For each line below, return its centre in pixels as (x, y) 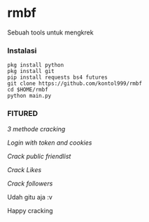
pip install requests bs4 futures (58, 78)
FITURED (23, 114)
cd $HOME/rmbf (28, 90)
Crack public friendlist (39, 156)
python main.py (29, 96)
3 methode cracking (36, 129)
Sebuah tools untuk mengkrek (50, 32)
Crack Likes (24, 169)
